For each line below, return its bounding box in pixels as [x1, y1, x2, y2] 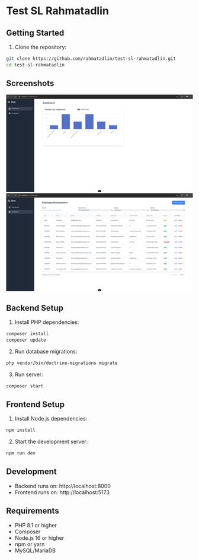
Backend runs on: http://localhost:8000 [14, 482, 111, 489]
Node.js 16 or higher [14, 534, 65, 541]
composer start [6, 383, 44, 389]
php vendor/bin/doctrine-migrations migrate [6, 360, 118, 366]
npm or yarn [14, 540, 45, 548]
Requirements [6, 506, 59, 516]
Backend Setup [6, 303, 64, 313]
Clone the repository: [14, 43, 67, 50]
